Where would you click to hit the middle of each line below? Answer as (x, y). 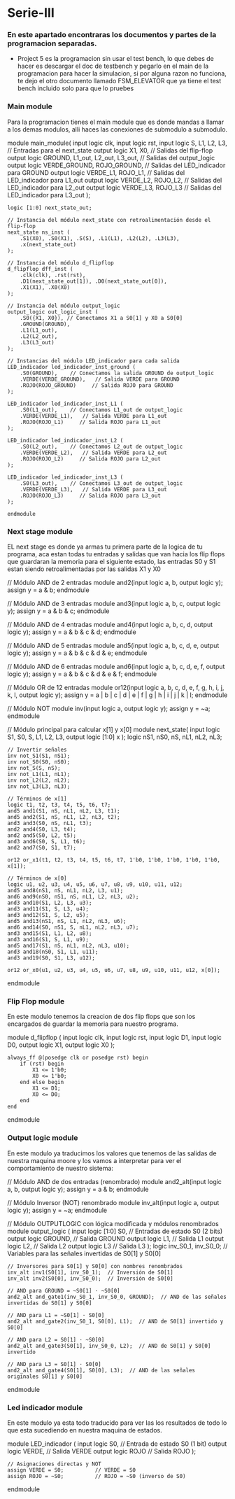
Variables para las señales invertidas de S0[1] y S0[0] (84, 1253)
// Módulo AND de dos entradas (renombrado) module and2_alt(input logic (115, 1181)
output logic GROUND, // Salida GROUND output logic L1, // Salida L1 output (115, 1238)
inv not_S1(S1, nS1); (39, 756)
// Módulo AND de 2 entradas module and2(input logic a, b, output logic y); (115, 583)
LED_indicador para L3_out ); (49, 195)
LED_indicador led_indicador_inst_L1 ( (65, 404)
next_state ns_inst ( (39, 232)
